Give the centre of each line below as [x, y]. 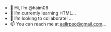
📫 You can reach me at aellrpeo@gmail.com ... [58, 24]
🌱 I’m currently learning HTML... [43, 13]
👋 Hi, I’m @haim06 [29, 8]
